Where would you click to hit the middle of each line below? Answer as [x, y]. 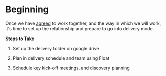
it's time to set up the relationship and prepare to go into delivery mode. [80, 28]
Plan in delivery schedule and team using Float [61, 58]
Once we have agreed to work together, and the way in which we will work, [83, 23]
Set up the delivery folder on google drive [56, 48]
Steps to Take [20, 39]
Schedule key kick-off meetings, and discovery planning [71, 68]
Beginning [27, 9]
